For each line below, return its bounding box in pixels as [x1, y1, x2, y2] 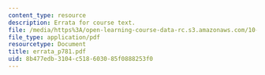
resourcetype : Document [8, 41, 87, 48]
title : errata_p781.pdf [8, 48, 87, 55]
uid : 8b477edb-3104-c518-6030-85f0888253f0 [8, 55, 154, 63]
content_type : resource [8, 11, 87, 20]
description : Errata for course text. [8, 19, 136, 27]
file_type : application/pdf [8, 33, 101, 41]
